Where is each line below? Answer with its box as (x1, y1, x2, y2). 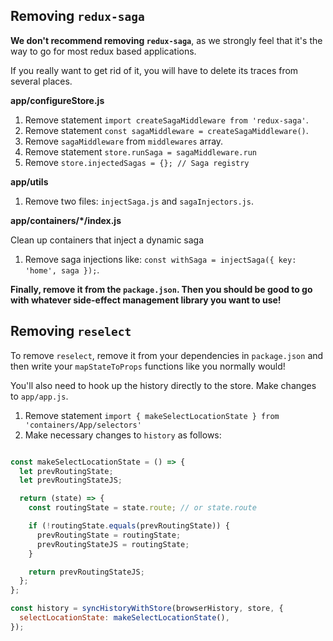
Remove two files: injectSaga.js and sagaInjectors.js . (24, 195, 254, 207)
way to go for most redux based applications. (10, 45, 197, 57)
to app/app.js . (10, 390, 69, 402)
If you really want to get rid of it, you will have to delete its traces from (10, 64, 299, 76)
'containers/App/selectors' (24, 420, 142, 430)
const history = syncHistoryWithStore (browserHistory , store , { (10, 604, 284, 614)
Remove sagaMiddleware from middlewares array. (24, 135, 224, 147)
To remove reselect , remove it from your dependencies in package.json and (10, 349, 324, 361)
